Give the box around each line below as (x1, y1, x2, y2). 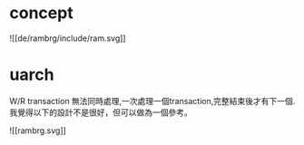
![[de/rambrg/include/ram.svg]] (9, 33, 126, 43)
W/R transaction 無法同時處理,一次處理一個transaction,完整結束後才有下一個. (9, 95, 296, 106)
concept (9, 3, 74, 24)
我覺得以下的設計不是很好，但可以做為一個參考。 (9, 107, 192, 118)
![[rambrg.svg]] (9, 125, 66, 136)
